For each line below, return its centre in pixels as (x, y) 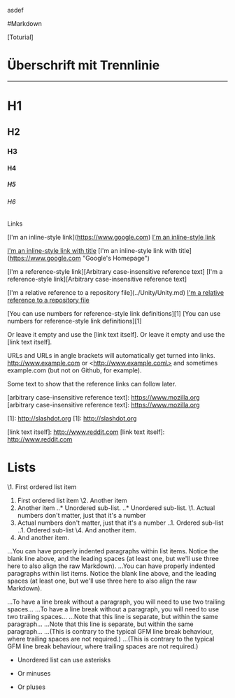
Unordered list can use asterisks (64, 660)
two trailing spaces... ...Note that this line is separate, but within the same (113, 616)
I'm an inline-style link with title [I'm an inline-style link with (92, 250)
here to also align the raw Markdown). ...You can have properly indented (111, 566)
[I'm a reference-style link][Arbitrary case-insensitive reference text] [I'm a (115, 271)
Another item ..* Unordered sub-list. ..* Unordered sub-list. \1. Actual (116, 508)
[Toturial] (20, 37)
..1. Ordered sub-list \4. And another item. (77, 530)
